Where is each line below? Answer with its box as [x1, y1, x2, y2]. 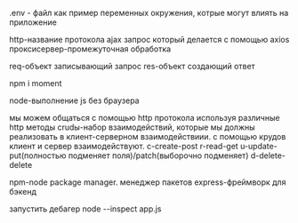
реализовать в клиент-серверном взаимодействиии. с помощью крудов [9, 131, 286, 141]
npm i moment [9, 78, 62, 88]
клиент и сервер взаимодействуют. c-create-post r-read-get [9, 141, 238, 151]
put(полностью [9, 150, 67, 161]
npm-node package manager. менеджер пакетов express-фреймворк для [9, 177, 286, 187]
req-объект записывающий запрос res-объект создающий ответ [9, 61, 255, 71]
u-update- [239, 141, 278, 151]
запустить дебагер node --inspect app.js [9, 203, 162, 214]
